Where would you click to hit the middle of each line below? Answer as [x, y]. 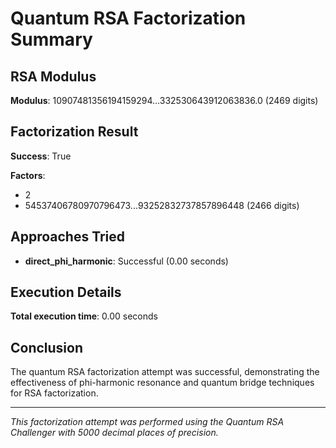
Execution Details [66, 292]
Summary [51, 39]
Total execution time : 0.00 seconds [84, 316]
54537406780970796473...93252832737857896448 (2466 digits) [162, 205]
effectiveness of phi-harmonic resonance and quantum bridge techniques [162, 383]
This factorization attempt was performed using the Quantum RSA [147, 422]
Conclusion [47, 347]
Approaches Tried [68, 237]
